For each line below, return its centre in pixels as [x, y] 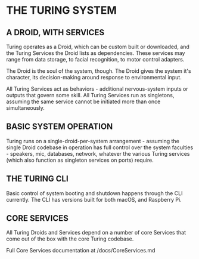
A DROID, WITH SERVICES [55, 33]
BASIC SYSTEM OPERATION [60, 127]
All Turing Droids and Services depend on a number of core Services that [96, 233]
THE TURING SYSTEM [62, 10]
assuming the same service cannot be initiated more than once [83, 101]
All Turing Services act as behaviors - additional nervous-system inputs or [97, 89]
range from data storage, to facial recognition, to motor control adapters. [95, 59]
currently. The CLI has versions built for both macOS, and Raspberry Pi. [94, 199]
